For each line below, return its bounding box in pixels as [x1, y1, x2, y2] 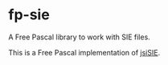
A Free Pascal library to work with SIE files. [8, 32, 150, 42]
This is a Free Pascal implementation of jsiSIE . [8, 47, 161, 57]
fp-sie [8, 6, 50, 24]
